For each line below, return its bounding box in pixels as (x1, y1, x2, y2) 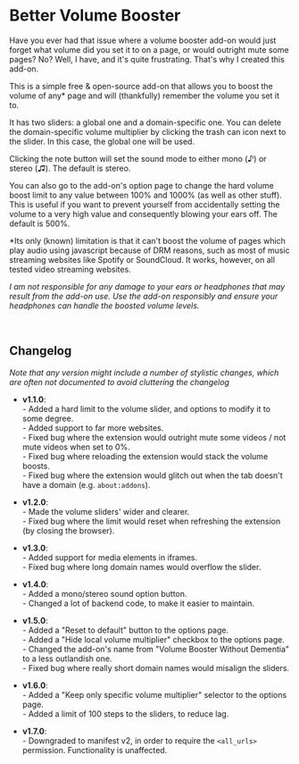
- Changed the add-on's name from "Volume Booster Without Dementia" (21, 643, 290, 654)
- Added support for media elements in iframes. (21, 551, 198, 563)
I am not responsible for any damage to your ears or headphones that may (9, 281, 286, 291)
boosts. (21, 460, 51, 471)
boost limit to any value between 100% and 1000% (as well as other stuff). (9, 189, 283, 200)
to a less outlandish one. (21, 653, 112, 664)
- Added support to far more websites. (21, 422, 164, 433)
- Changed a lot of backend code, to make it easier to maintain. (21, 598, 255, 609)
